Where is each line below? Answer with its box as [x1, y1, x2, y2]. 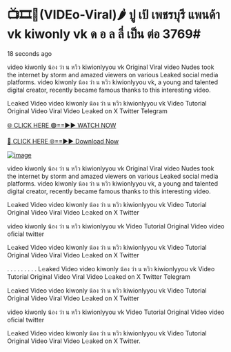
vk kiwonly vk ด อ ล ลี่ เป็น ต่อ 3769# [7, 26, 201, 42]
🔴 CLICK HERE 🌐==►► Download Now [7, 137, 119, 145]
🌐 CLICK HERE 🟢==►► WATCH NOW [7, 121, 117, 129]
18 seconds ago [7, 49, 52, 57]
